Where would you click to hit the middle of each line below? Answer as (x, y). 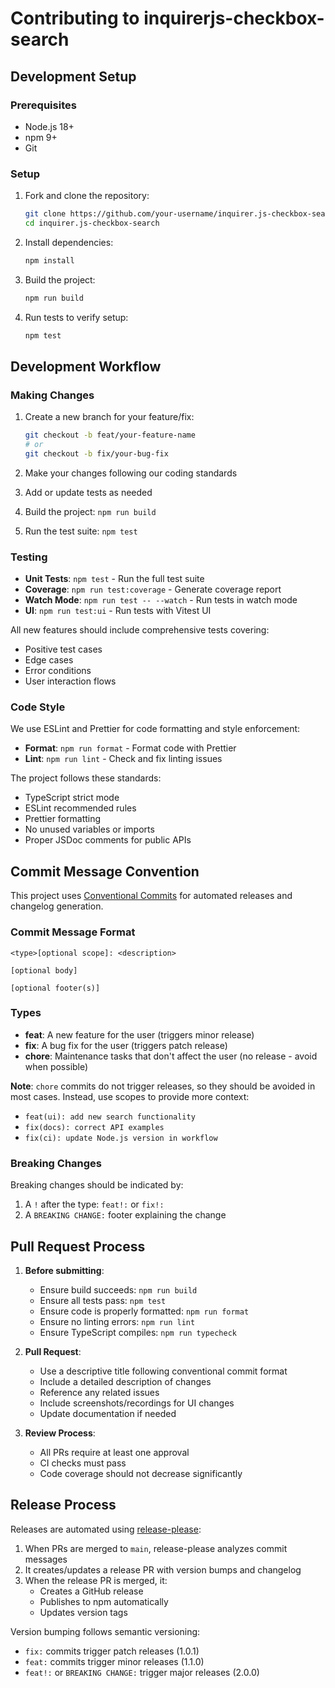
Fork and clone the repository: (87, 196)
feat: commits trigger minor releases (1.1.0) (114, 1661)
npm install (49, 260)
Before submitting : (64, 1270)
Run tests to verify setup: (76, 317)
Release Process (63, 1505)
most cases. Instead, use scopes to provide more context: (130, 1096)
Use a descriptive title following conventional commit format (163, 1371)
